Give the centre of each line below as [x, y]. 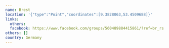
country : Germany [24, 38]
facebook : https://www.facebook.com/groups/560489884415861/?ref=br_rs [87, 28]
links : [12, 19]
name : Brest [18, 10]
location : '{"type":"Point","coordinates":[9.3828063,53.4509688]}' [79, 14]
